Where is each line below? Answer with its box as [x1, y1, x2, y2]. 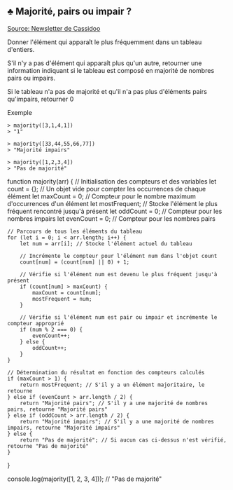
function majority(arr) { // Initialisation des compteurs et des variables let [7, 177, 217, 185]
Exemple [7, 108, 33, 116]
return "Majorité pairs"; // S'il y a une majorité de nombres [20, 400, 209, 407]
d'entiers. [7, 45, 35, 53]
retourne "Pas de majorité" [7, 442, 90, 449]
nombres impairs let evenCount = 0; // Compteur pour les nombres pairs [7, 214, 216, 223]
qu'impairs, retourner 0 [7, 95, 74, 103]
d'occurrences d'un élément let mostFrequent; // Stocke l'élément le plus [7, 199, 218, 207]
